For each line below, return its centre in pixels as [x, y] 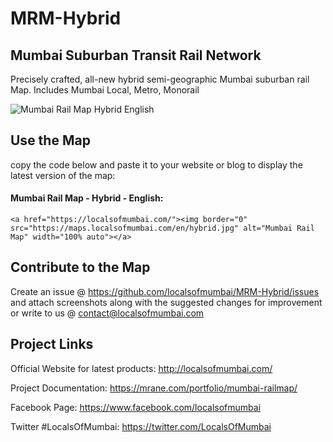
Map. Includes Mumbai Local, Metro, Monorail [105, 90]
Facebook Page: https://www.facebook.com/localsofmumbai [136, 407]
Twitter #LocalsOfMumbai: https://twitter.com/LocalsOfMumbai [141, 426]
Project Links [52, 344]
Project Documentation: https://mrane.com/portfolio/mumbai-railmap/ [154, 388]
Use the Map [50, 140]
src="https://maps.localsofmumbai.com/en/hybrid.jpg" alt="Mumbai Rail [162, 228]
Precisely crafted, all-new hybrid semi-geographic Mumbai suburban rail [160, 79]
